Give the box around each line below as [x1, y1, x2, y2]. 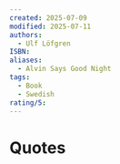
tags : [9, 73, 30, 82]
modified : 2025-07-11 [9, 22, 92, 31]
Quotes [9, 138, 66, 158]
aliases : [9, 56, 43, 65]
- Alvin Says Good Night [17, 65, 112, 74]
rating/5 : [9, 97, 47, 108]
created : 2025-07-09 [9, 13, 88, 23]
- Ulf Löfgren [17, 38, 71, 48]
